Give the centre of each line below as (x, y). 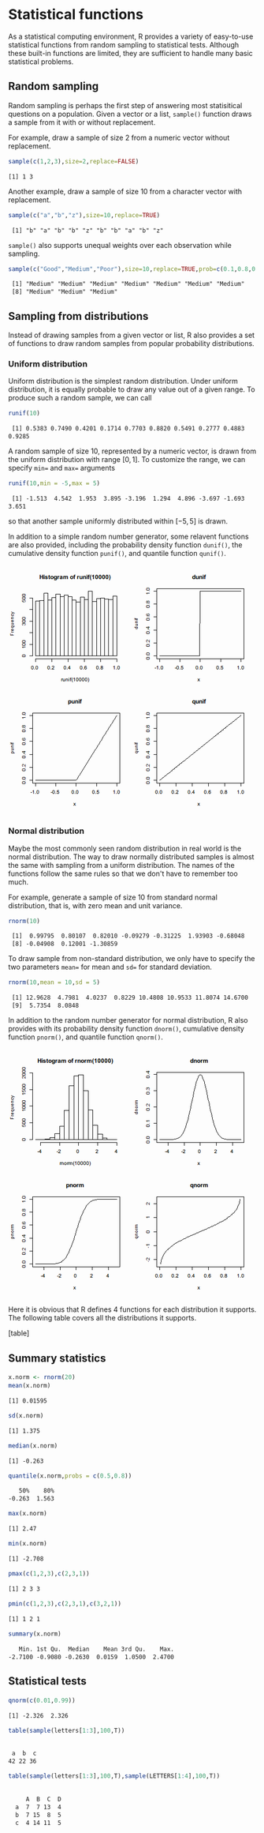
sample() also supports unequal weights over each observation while (120, 245)
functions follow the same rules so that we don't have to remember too (123, 873)
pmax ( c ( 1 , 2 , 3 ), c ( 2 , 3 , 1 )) (49, 1574)
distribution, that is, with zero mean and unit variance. (95, 905)
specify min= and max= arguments (62, 468)
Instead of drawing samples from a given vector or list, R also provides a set (131, 335)
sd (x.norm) (26, 1415)
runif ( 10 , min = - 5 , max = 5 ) (54, 483)
